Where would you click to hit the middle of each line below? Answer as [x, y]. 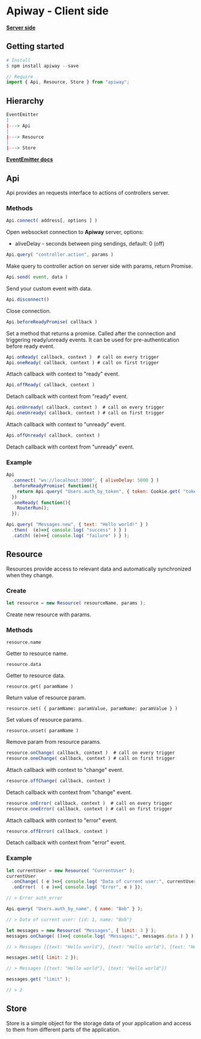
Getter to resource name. [37, 653]
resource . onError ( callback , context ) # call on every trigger [89, 803]
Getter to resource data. [36, 675]
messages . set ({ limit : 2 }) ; [42, 958]
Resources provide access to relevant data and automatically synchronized [99, 569]
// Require [20, 77]
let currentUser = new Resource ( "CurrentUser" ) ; [71, 870]
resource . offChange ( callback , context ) [59, 781]
